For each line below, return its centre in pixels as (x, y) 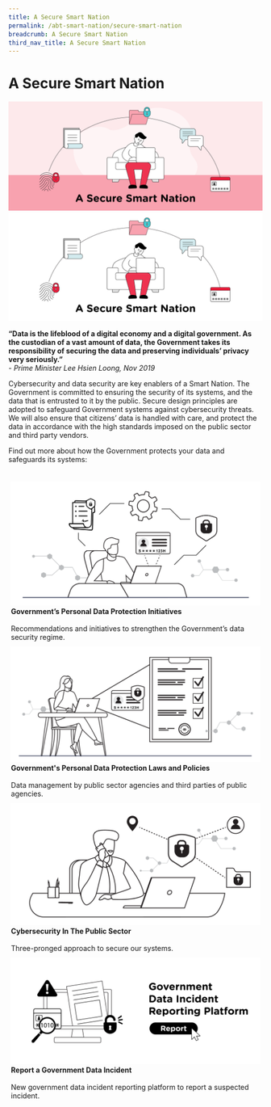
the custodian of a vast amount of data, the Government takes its (119, 343)
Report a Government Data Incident (71, 1070)
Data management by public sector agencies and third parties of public (129, 785)
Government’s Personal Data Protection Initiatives (96, 611)
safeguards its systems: (48, 460)
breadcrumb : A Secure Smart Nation (68, 34)
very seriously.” (35, 360)
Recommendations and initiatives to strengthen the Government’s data (127, 628)
